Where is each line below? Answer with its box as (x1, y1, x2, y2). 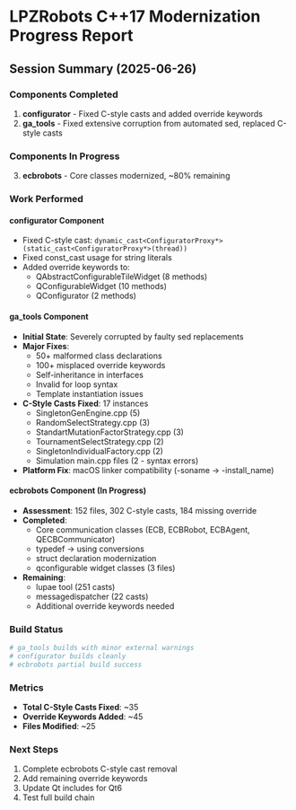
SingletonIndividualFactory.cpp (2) (35, 445, 164, 456)
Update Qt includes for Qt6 (22, 783, 123, 794)
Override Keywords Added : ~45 (22, 711, 144, 722)
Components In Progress (9, 150, 120, 163)
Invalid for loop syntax (35, 379, 118, 390)
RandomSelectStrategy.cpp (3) (35, 417, 151, 427)
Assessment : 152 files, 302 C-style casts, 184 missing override (22, 505, 257, 515)
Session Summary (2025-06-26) (9, 61, 197, 76)
